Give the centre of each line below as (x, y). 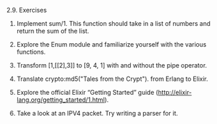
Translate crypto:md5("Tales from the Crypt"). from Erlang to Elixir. (112, 79)
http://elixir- (175, 92)
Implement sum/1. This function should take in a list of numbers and (113, 23)
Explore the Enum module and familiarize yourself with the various (111, 44)
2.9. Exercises (27, 10)
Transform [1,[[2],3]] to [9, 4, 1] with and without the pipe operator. (112, 65)
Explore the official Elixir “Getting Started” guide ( (87, 92)
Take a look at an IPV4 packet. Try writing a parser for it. (97, 113)
